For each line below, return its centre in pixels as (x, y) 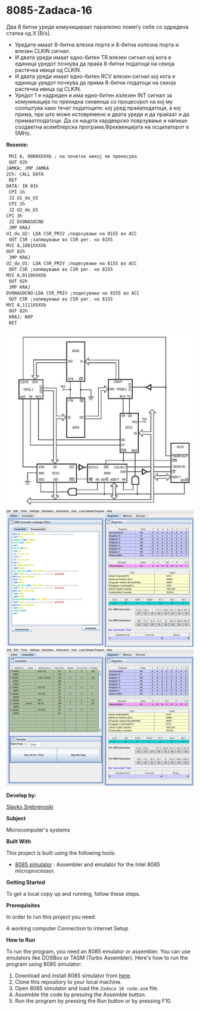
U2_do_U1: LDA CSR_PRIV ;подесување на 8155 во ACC (71, 263)
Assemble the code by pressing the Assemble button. (81, 995)
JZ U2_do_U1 (24, 210)
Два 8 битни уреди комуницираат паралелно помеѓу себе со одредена (97, 27)
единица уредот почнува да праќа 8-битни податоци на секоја (95, 64)
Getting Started (26, 882)
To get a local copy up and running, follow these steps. (74, 894)
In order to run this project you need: (51, 917)
